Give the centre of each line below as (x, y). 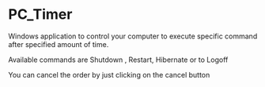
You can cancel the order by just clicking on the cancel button (109, 74)
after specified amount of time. (59, 44)
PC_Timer (40, 14)
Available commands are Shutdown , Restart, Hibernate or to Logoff (118, 60)
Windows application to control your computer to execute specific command (133, 36)
